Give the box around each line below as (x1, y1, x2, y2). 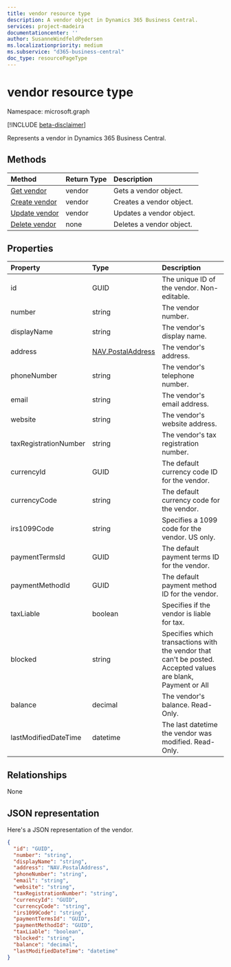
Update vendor (10, 208, 60, 217)
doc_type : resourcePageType (7, 55, 88, 62)
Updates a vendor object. (113, 208, 195, 217)
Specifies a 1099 (161, 515, 218, 525)
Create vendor (10, 197, 57, 206)
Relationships (7, 769, 67, 781)
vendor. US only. (161, 532, 216, 542)
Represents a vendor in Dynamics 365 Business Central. (7, 133, 166, 142)
